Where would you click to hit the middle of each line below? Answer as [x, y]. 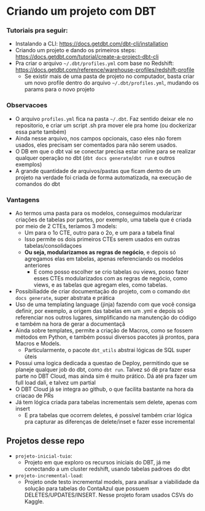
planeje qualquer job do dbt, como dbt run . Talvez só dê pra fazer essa [105, 370]
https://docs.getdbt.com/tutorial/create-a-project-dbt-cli [87, 57]
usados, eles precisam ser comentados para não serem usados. [96, 145]
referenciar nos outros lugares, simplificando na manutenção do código [106, 318]
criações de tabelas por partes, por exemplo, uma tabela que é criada [103, 220]
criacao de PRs [34, 396]
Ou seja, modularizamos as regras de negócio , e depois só [100, 252]
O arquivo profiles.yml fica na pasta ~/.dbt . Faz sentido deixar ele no [104, 118]
